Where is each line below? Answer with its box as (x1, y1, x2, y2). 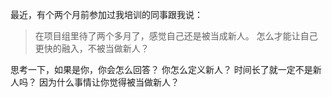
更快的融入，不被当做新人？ (34, 43, 150, 54)
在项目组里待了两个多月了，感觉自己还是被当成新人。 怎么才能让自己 (34, 30, 318, 42)
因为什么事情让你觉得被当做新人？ (38, 76, 180, 88)
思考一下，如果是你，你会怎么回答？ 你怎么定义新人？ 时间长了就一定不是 (10, 64, 313, 75)
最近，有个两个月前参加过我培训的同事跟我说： (10, 9, 203, 20)
